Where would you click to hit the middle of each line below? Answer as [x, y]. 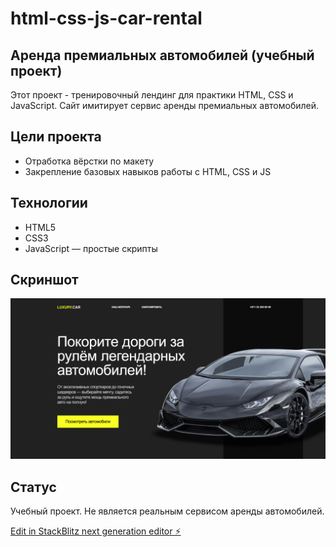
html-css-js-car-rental [106, 18]
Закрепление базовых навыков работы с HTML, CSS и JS [148, 171]
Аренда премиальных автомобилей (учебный [162, 55]
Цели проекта [56, 137]
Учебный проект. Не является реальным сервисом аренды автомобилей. [167, 511]
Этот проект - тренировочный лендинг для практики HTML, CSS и [152, 95]
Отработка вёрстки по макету [89, 161]
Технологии [49, 203]
